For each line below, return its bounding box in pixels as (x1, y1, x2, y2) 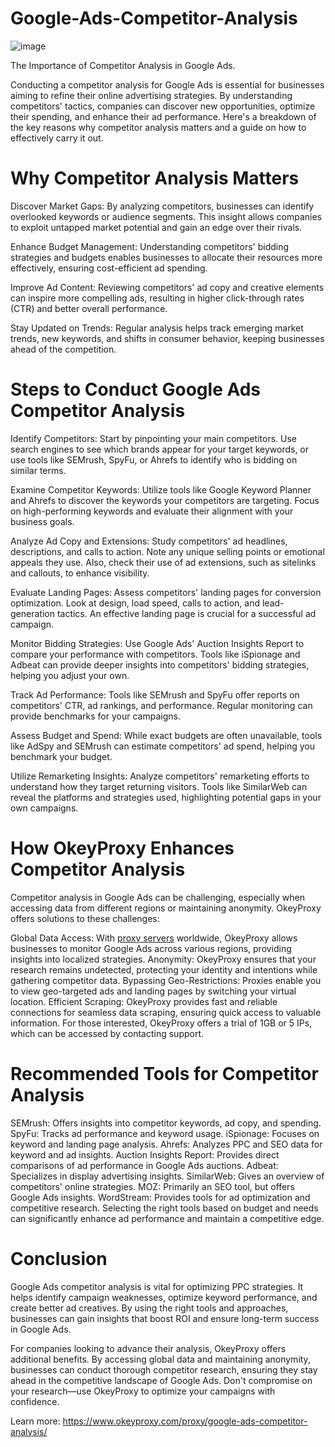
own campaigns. (10, 802, 79, 814)
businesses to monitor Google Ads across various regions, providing (10, 942, 292, 954)
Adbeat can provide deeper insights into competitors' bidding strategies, (10, 658, 310, 671)
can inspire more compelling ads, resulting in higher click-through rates (10, 292, 305, 304)
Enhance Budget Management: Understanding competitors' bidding (10, 240, 290, 252)
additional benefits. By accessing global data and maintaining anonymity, (10, 1353, 311, 1365)
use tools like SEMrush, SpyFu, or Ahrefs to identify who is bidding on (10, 453, 298, 466)
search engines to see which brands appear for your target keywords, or (10, 443, 310, 455)
